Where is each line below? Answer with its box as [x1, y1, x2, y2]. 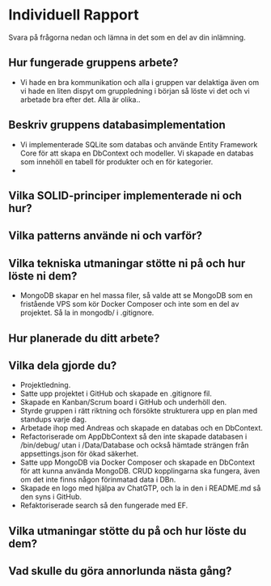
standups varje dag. [19, 414, 87, 424]
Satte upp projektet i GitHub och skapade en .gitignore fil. [19, 389, 212, 398]
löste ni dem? [8, 269, 78, 282]
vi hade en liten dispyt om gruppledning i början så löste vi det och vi [19, 86, 250, 96]
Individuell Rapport [8, 6, 139, 24]
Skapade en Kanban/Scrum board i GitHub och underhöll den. [19, 397, 227, 407]
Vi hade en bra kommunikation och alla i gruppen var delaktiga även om [19, 77, 260, 87]
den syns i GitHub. [19, 492, 83, 502]
